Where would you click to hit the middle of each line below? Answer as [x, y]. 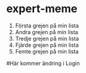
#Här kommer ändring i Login [43, 63]
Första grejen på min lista [47, 26]
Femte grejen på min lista [47, 51]
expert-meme [42, 9]
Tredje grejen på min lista [47, 38]
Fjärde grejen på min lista [47, 45]
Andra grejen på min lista [46, 32]
